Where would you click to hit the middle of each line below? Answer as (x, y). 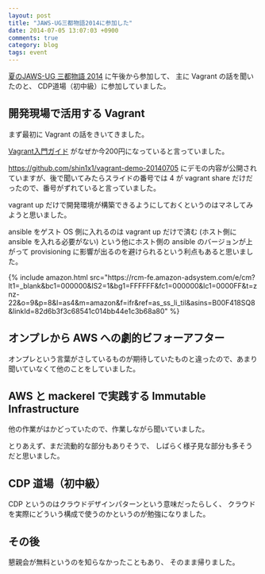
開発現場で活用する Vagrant (77, 113)
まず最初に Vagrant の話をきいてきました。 (79, 134)
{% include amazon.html (48, 277)
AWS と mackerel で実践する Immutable (107, 396)
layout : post (30, 16)
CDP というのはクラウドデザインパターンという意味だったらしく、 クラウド (132, 504)
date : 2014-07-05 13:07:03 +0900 (63, 30)
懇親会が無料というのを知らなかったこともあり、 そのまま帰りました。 (124, 562)
